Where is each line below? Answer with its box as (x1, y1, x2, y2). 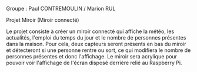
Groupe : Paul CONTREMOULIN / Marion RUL (6, 5, 116, 12)
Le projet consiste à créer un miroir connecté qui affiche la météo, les (6, 28, 175, 35)
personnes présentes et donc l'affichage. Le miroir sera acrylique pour (6, 53, 178, 60)
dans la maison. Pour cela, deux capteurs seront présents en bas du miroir (6, 41, 186, 47)
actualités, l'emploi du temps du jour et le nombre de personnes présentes (6, 34, 186, 41)
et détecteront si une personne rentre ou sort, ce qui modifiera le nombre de (6, 47, 191, 54)
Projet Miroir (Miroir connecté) (6, 17, 79, 23)
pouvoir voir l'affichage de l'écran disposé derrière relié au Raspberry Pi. (6, 59, 182, 66)
